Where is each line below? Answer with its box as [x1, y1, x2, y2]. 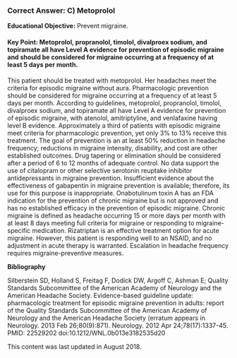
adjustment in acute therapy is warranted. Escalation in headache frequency [7, 241, 229, 249]
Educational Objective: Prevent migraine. [7, 22, 128, 30]
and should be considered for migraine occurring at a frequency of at [7, 52, 214, 61]
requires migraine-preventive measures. [7, 249, 124, 257]
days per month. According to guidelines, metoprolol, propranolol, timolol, [7, 98, 222, 107]
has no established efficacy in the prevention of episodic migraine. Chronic [7, 203, 226, 212]
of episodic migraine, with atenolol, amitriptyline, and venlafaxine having [7, 114, 218, 122]
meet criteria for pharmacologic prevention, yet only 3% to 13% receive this [7, 129, 227, 137]
